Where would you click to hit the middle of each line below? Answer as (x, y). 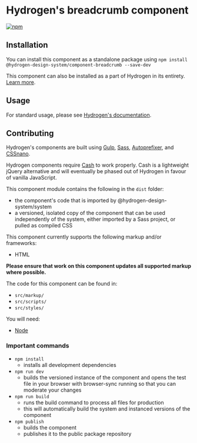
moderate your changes (52, 390)
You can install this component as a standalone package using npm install (97, 59)
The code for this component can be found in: (62, 284)
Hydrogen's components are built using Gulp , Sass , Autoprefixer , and (90, 147)
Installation (27, 45)
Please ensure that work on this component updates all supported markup (99, 266)
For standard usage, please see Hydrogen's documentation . (79, 115)
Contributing (30, 133)
